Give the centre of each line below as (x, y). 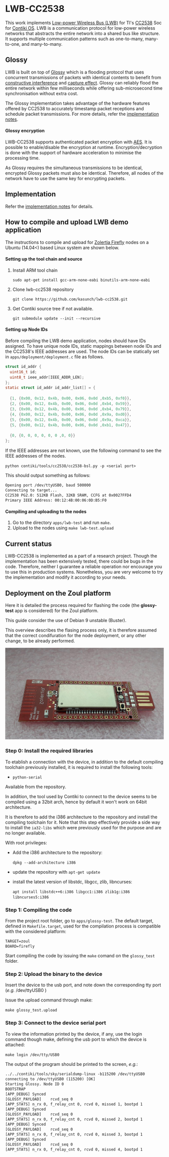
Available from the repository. (36, 787)
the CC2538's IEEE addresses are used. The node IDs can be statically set (82, 351)
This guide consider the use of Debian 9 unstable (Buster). (66, 620)
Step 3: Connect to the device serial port (56, 1023)
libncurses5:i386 (31, 897)
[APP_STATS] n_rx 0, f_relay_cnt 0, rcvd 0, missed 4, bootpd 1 (74, 1149)
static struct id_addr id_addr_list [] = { (50, 388)
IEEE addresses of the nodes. (36, 456)
